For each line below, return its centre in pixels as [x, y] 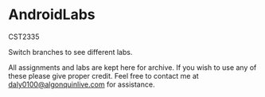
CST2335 [24, 37]
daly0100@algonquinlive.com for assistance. [82, 84]
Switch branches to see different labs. [70, 52]
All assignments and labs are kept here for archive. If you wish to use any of [132, 67]
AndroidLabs [52, 15]
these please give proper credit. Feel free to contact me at [103, 76]
